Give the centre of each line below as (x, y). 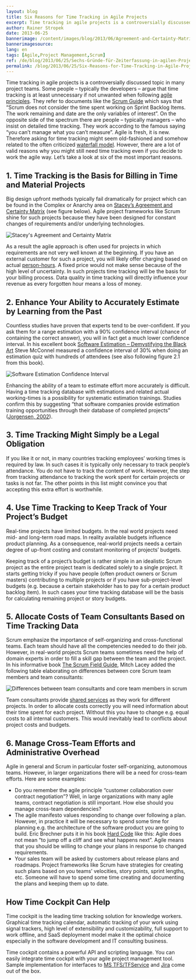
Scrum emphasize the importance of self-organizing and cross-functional (94, 640)
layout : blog (22, 11)
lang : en (17, 50)
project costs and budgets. (38, 725)
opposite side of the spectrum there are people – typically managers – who (96, 120)
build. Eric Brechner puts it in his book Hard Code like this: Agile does (98, 834)
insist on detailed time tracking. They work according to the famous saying (96, 126)
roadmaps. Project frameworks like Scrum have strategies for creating (99, 865)
